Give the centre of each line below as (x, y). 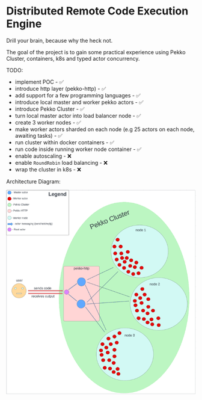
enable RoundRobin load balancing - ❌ (61, 162)
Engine (24, 24)
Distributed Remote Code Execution (97, 11)
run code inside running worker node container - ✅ (78, 149)
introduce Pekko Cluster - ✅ (50, 109)
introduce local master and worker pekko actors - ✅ (79, 102)
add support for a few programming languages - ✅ (78, 95)
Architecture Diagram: (34, 181)
